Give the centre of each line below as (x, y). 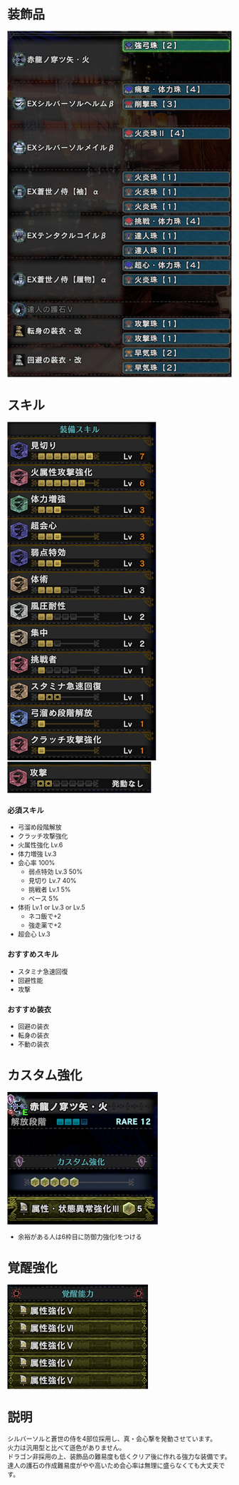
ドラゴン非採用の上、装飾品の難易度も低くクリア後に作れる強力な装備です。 (119, 1456)
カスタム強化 (45, 1076)
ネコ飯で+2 (45, 917)
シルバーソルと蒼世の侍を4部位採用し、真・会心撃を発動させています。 (112, 1439)
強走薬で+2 (45, 925)
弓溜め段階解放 (39, 827)
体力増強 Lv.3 (37, 854)
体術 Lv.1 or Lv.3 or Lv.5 (51, 907)
